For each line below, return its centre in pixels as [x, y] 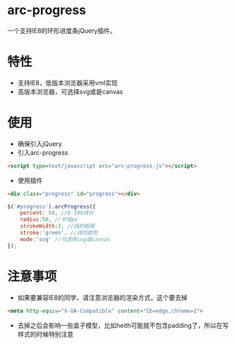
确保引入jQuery [39, 144]
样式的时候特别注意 [45, 334]
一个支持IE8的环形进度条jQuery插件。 [62, 30]
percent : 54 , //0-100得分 [57, 213]
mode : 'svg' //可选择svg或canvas [65, 239]
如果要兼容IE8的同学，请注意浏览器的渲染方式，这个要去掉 [103, 297]
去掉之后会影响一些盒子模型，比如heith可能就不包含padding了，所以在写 [123, 325]
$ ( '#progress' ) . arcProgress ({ [52, 206]
